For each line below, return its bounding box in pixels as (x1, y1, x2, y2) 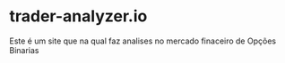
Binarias (9, 44, 39, 55)
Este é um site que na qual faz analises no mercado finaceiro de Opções (9, 35, 276, 46)
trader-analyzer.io (9, 6, 148, 27)
